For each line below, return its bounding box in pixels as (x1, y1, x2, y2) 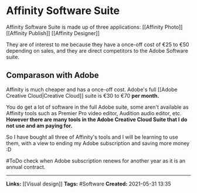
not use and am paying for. (6, 122, 73, 129)
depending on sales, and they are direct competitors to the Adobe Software (6, 47, 189, 54)
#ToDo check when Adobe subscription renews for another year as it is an (6, 157, 186, 164)
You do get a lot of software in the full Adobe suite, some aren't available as (6, 104, 189, 111)
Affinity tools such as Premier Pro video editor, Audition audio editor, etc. (6, 109, 182, 116)
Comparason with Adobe (6, 70, 99, 80)
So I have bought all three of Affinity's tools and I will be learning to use (6, 133, 178, 140)
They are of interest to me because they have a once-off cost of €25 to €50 (6, 41, 189, 48)
